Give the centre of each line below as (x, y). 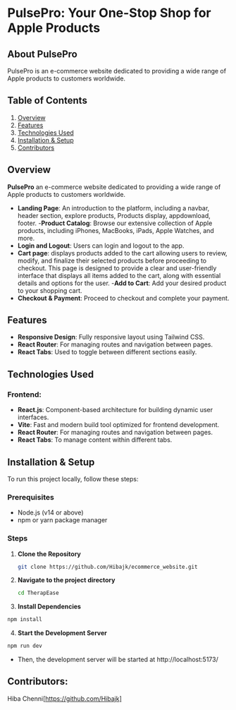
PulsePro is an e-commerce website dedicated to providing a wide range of (117, 71)
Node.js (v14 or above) (50, 512)
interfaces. (33, 417)
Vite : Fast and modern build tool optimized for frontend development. (118, 425)
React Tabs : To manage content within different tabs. (95, 440)
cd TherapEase (38, 593)
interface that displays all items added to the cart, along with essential (119, 275)
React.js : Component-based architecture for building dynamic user (115, 410)
